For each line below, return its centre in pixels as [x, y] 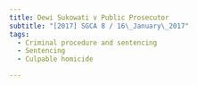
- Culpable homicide [55, 59]
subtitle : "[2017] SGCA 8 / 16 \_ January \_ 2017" [99, 26]
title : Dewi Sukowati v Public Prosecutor [89, 17]
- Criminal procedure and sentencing [87, 42]
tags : [19, 34]
